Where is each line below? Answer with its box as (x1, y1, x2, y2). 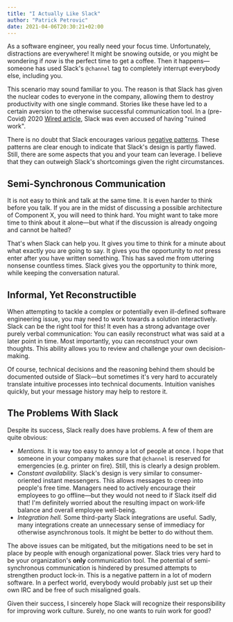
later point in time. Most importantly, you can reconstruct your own (7, 337, 198, 345)
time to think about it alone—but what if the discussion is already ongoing (7, 218, 217, 227)
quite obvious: (7, 433, 48, 441)
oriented (17, 476, 42, 484)
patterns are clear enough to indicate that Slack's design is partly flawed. (7, 143, 216, 152)
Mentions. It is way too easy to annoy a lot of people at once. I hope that (17, 446, 224, 455)
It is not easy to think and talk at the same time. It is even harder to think (7, 196, 213, 205)
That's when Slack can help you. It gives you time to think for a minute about (7, 239, 226, 247)
